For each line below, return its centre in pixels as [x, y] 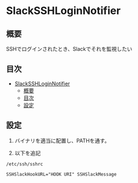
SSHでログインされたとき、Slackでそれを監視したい [69, 49]
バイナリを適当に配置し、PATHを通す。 [62, 140]
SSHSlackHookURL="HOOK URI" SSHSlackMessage [61, 174]
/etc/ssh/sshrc [25, 164]
